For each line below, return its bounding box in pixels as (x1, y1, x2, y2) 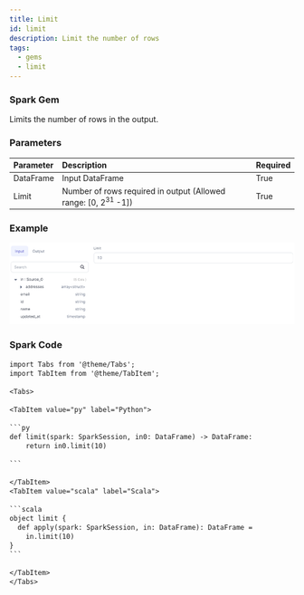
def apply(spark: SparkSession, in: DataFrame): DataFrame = (17, 523, 253, 533)
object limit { (9, 514, 67, 523)
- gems (17, 53, 43, 62)
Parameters (9, 137, 62, 149)
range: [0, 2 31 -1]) (62, 195, 133, 207)
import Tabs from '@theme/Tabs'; (9, 360, 136, 369)
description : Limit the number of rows (9, 34, 160, 43)
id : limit (9, 24, 47, 34)
